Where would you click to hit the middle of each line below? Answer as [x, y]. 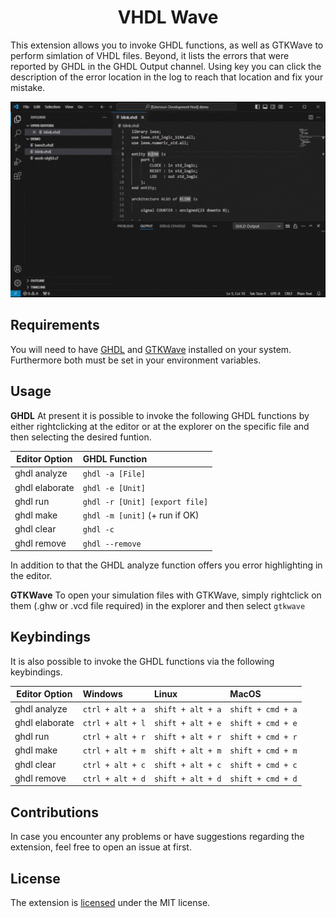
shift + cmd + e [263, 723]
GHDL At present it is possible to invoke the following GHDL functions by [160, 415]
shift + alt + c [187, 765]
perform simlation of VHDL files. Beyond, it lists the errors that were [150, 55]
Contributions [54, 812]
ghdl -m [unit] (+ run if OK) [141, 515]
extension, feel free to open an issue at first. [101, 847]
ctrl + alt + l [114, 723]
